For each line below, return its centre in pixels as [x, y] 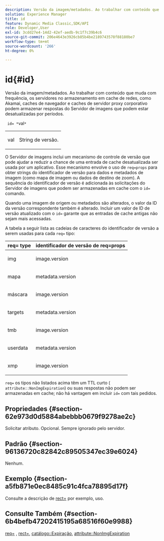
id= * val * [17, 123]
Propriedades [26, 409]
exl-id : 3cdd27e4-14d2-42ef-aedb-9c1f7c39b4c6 [54, 32]
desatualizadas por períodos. [35, 114]
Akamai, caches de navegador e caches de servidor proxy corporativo [76, 103]
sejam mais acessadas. [29, 219]
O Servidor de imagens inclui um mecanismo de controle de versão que [78, 157]
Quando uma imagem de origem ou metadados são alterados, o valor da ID [81, 203]
